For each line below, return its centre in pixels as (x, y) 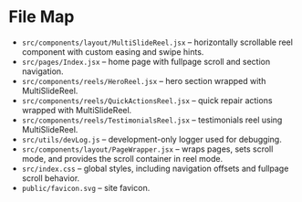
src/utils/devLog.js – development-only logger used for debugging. (151, 139)
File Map (42, 17)
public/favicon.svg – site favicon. (86, 187)
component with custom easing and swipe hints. (113, 51)
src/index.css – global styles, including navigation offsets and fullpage (155, 168)
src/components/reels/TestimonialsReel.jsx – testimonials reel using (152, 120)
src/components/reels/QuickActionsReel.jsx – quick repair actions (147, 100)
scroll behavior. (51, 178)
